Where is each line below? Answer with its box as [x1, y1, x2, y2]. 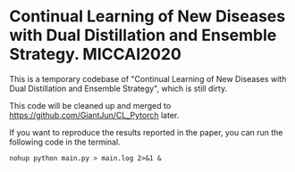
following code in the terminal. [9, 136, 121, 147]
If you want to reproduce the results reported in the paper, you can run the [9, 127, 283, 137]
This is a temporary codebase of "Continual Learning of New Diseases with [9, 73, 287, 84]
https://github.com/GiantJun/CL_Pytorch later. [9, 110, 180, 120]
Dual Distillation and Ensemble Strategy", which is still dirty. [9, 83, 228, 94]
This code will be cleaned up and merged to [9, 100, 172, 111]
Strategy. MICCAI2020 [9, 45, 181, 64]
